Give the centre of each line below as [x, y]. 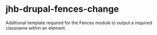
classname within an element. [36, 28]
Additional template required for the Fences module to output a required [79, 23]
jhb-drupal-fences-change [62, 9]
